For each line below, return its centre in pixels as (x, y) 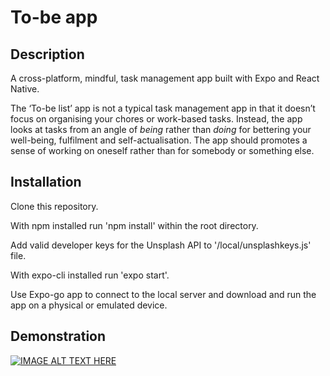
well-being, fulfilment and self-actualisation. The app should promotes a (159, 140)
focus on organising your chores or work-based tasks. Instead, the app (156, 119)
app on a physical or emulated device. (89, 305)
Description (47, 54)
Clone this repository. (54, 206)
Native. (25, 89)
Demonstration (58, 336)
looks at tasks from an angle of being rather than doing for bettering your (161, 129)
